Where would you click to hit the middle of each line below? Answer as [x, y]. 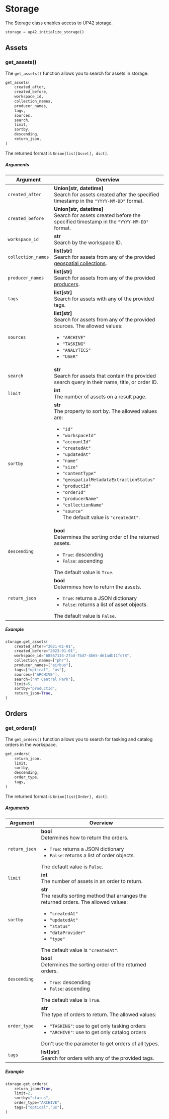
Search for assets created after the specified [106, 194]
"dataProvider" [68, 932]
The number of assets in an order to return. [92, 881]
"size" [70, 467]
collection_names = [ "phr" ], [43, 661]
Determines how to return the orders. [85, 837]
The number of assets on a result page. [100, 396]
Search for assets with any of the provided [104, 299]
